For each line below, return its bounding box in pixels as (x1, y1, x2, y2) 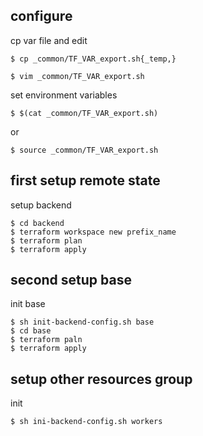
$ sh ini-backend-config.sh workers (10, 417, 163, 427)
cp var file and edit (10, 34, 88, 46)
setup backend (10, 199, 72, 211)
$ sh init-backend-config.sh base (10, 317, 155, 328)
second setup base (10, 272, 132, 289)
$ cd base (10, 326, 52, 336)
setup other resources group (10, 370, 193, 388)
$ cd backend (10, 218, 65, 228)
